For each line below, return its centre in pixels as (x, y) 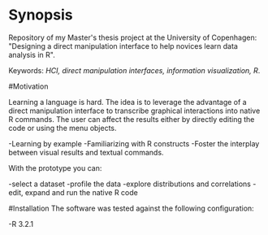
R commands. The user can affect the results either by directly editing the (132, 119)
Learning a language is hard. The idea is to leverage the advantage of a (128, 102)
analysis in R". (32, 54)
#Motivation (28, 86)
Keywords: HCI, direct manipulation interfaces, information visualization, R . (134, 70)
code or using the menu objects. (63, 128)
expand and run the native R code (81, 192)
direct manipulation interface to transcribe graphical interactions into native (134, 111)
